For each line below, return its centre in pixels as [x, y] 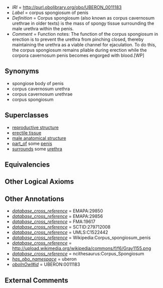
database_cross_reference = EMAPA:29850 [57, 211]
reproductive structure [35, 127]
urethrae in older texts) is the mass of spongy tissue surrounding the [83, 23]
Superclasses [27, 115]
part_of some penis [32, 143]
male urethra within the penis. [43, 29]
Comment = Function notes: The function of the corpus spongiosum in [85, 34]
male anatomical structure [39, 138]
